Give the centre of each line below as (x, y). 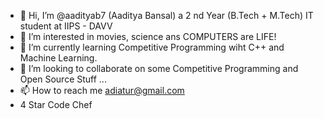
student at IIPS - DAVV (66, 26)
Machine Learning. (58, 58)
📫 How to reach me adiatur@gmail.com (102, 90)
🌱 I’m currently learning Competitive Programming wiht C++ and (152, 47)
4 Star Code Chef (56, 104)
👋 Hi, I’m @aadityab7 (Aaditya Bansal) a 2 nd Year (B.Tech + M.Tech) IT (166, 15)
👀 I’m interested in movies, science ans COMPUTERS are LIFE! (148, 36)
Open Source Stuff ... (63, 79)
